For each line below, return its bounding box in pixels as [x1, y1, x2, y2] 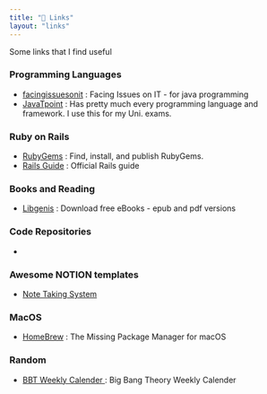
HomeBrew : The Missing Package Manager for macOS [22, 331, 227, 342]
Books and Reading [9, 183, 96, 196]
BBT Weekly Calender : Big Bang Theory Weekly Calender [22, 374, 237, 385]
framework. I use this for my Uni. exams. [22, 108, 172, 118]
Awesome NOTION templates [9, 268, 139, 281]
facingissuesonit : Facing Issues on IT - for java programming [22, 89, 249, 100]
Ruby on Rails [9, 130, 70, 143]
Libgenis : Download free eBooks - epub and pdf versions [22, 203, 236, 214]
